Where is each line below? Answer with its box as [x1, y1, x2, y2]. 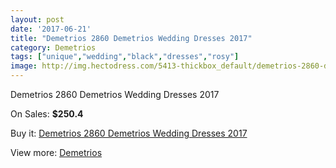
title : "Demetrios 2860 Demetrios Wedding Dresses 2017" [10, 33, 253, 43]
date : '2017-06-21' [10, 24, 92, 34]
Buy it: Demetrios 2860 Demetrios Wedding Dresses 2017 [10, 127, 248, 139]
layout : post [10, 14, 65, 25]
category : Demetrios [10, 42, 97, 53]
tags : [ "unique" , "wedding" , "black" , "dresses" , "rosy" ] [10, 52, 240, 62]
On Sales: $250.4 [10, 108, 84, 120]
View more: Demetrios [10, 147, 103, 158]
